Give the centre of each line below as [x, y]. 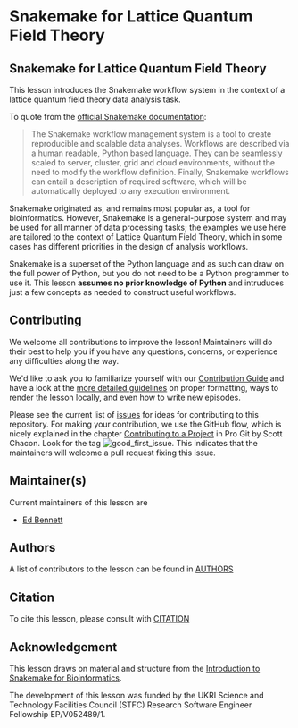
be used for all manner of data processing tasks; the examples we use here [148, 227]
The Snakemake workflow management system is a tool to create [151, 134]
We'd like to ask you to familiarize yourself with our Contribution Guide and [147, 378]
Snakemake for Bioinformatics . [66, 678]
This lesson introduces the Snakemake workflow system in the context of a [147, 90]
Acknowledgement [63, 647]
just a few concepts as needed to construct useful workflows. [123, 292]
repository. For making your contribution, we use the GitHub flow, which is [145, 424]
